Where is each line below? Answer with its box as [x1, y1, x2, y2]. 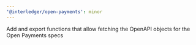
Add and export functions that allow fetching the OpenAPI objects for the [6, 25, 190, 32]
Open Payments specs [6, 31, 64, 39]
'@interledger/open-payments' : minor [6, 8, 103, 15]
